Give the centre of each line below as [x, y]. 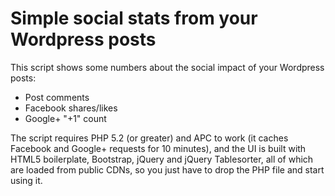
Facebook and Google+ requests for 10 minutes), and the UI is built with [158, 148]
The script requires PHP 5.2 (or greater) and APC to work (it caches [149, 138]
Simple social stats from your [134, 18]
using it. [26, 180]
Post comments [57, 97]
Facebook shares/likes [71, 108]
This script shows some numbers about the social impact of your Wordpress [167, 67]
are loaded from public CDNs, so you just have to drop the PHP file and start [167, 169]
